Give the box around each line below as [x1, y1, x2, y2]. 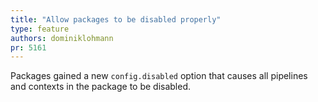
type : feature [10, 24, 70, 34]
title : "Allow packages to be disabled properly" [10, 14, 222, 25]
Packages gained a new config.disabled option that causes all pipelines [10, 70, 308, 82]
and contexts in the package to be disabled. [10, 81, 192, 93]
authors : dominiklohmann [10, 33, 114, 43]
